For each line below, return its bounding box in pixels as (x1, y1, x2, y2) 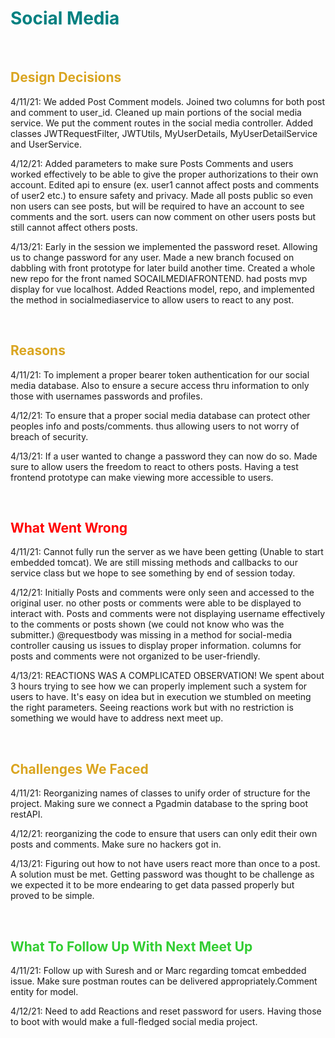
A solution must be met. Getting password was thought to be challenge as (10, 868, 315, 881)
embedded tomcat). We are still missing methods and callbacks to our (10, 557, 298, 569)
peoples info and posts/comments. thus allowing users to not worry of (10, 420, 300, 432)
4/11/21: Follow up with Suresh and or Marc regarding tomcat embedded (10, 965, 307, 976)
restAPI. (10, 808, 43, 821)
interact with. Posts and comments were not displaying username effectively (10, 608, 326, 620)
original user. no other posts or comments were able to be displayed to (10, 597, 302, 609)
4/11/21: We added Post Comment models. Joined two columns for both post (10, 95, 326, 107)
